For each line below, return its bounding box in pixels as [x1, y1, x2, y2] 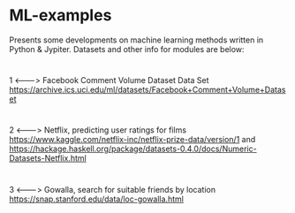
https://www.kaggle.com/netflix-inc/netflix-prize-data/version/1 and [9, 134, 256, 145]
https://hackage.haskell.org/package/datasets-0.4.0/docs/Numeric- [9, 143, 258, 155]
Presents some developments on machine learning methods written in [9, 34, 264, 45]
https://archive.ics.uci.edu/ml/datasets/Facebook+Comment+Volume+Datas [9, 85, 286, 95]
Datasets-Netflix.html [9, 153, 87, 164]
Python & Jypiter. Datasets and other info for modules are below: [9, 43, 245, 54]
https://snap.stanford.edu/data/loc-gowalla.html [9, 194, 184, 204]
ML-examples [9, 5, 112, 26]
